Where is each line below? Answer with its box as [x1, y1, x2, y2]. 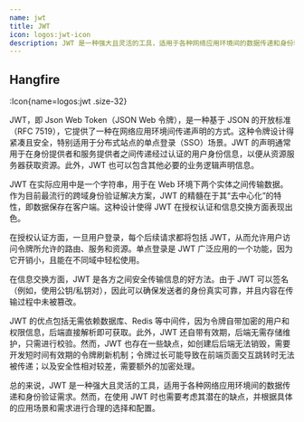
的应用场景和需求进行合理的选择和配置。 [9, 403, 160, 414]
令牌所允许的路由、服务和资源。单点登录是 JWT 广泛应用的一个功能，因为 [16, 243, 293, 254]
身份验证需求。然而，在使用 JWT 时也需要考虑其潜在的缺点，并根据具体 [24, 391, 293, 402]
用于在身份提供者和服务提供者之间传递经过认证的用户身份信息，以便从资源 [9, 148, 287, 159]
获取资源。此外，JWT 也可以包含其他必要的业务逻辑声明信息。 [24, 160, 260, 171]
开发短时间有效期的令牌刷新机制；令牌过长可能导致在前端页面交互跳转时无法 [9, 350, 295, 361]
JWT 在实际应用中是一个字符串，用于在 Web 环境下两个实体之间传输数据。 [9, 179, 289, 190]
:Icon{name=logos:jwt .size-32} [9, 96, 128, 107]
